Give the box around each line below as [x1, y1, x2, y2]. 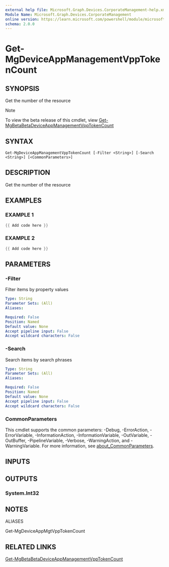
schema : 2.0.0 [5, 21, 35, 27]
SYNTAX [5, 137, 34, 146]
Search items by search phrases [5, 356, 72, 362]
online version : [5, 17, 39, 22]
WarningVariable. [5, 443, 41, 449]
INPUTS [5, 457, 30, 466]
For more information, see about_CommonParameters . [42, 443, 154, 449]
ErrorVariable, [5, 432, 34, 438]
